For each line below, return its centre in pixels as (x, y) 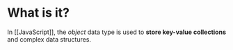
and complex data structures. (49, 39)
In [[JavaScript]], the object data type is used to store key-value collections (116, 32)
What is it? (39, 13)
